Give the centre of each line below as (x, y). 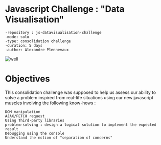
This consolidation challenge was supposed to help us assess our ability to (80, 92)
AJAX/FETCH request (25, 116)
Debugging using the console (35, 133)
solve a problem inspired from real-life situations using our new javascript (79, 97)
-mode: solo (17, 37)
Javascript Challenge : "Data (65, 9)
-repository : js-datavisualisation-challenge (53, 32)
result (12, 129)
